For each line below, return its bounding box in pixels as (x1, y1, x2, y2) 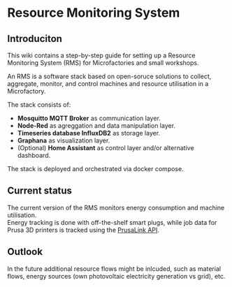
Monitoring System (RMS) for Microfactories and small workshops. (7, 59, 199, 67)
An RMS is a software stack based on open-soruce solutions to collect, (7, 72, 212, 80)
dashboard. (17, 152, 51, 159)
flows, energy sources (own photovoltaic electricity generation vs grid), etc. (7, 272, 226, 280)
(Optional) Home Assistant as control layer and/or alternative (17, 144, 194, 152)
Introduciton (7, 33, 63, 45)
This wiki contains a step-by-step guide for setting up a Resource (7, 51, 196, 59)
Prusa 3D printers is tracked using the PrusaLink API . (7, 226, 159, 234)
